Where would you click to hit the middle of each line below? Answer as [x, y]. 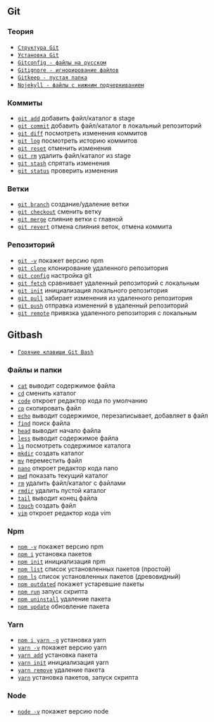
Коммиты [25, 103]
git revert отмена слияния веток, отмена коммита [95, 227]
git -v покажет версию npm [61, 260]
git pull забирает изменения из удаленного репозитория [105, 298]
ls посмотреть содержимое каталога [74, 445]
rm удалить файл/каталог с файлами [71, 483]
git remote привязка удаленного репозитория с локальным [107, 312]
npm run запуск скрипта [52, 591]
